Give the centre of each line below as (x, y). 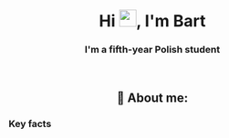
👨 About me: (152, 98)
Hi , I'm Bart (152, 21)
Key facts (30, 123)
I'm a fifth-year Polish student (152, 50)
